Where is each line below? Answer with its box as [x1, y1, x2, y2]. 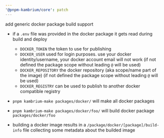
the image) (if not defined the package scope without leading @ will [20, 72, 158, 78]
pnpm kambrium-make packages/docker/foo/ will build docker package [12, 107, 154, 113]
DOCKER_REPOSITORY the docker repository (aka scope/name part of [20, 67, 156, 73]
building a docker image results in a [12, 121, 86, 127]
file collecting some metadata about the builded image [23, 127, 135, 133]
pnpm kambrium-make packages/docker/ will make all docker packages [12, 98, 154, 104]
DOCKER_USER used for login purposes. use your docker [20, 51, 132, 57]
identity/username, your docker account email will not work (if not [20, 56, 156, 62]
